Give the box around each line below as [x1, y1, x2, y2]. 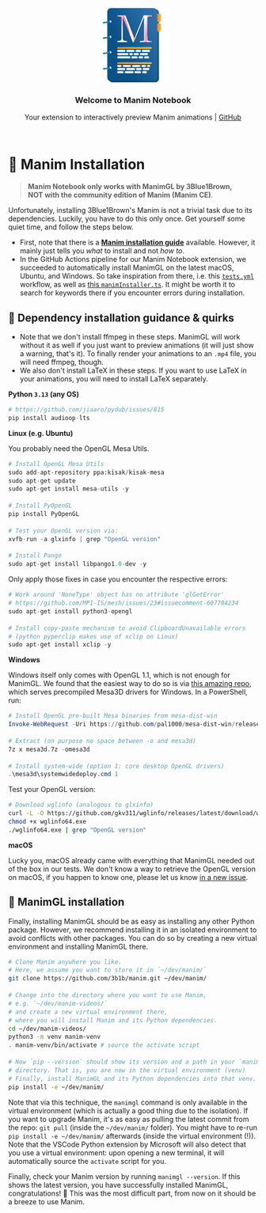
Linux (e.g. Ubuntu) [8, 428, 74, 438]
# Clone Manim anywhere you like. [8, 957, 123, 966]
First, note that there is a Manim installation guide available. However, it [19, 237, 256, 248]
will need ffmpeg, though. [19, 358, 104, 367]
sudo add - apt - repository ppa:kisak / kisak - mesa [8, 468, 165, 476]
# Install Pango [8, 552, 62, 560]
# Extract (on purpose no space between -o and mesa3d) [8, 737, 196, 745]
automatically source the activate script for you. [8, 1156, 167, 1166]
